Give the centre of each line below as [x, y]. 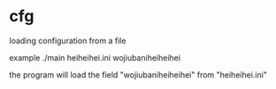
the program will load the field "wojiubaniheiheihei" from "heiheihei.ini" [138, 74]
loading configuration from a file [68, 41]
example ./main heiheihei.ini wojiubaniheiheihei [95, 57]
